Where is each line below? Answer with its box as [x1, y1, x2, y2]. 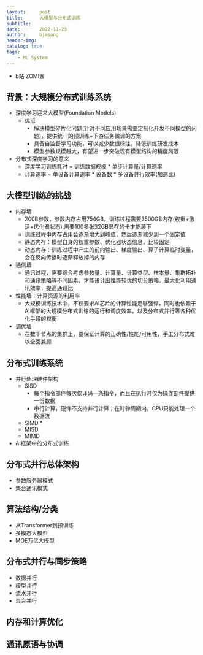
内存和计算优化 [6, 616, 63, 627]
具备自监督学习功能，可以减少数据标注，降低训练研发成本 [33, 140, 179, 147]
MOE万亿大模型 [15, 537, 55, 544]
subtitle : [6, 20, 32, 26]
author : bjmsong [6, 32, 59, 38]
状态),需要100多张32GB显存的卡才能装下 [49, 223, 152, 231]
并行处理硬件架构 [15, 375, 59, 383]
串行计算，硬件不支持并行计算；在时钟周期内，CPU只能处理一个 [33, 405, 196, 412]
